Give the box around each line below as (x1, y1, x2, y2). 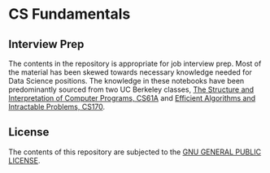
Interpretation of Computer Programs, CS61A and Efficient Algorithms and (8, 93, 256, 102)
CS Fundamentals (8, 5, 131, 24)
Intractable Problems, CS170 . (8, 102, 106, 111)
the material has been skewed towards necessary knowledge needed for (8, 67, 252, 77)
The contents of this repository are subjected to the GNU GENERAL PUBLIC (8, 147, 262, 157)
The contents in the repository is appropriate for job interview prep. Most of (8, 58, 262, 68)
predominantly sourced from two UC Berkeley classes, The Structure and (8, 84, 255, 94)
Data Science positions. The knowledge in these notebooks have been (8, 76, 245, 85)
